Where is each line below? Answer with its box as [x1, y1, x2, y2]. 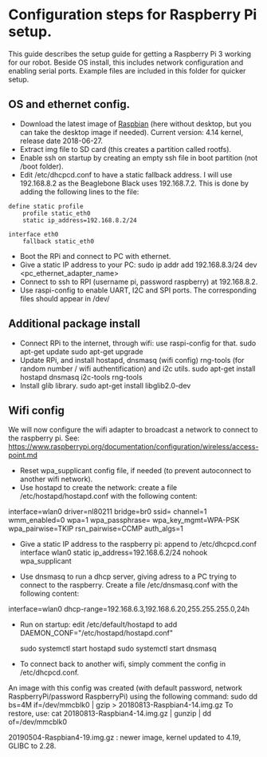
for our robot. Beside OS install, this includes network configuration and [8, 58, 244, 67]
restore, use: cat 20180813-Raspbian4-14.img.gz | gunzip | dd [8, 709, 212, 719]
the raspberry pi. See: [8, 433, 80, 443]
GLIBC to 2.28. [8, 741, 57, 751]
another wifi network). [19, 474, 93, 484]
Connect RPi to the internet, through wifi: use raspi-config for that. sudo [19, 338, 257, 348]
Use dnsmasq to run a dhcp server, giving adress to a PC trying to [19, 572, 237, 581]
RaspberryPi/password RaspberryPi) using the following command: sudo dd [8, 691, 257, 701]
